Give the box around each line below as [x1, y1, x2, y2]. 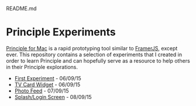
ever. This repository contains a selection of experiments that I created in [6, 51, 183, 58]
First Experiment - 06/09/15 [14, 74, 81, 81]
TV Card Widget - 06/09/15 [14, 81, 81, 88]
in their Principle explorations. [6, 63, 78, 70]
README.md [6, 5, 37, 12]
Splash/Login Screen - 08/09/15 [14, 93, 92, 100]
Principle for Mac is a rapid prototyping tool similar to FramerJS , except [6, 45, 178, 52]
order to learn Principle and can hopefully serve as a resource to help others [6, 57, 190, 64]
